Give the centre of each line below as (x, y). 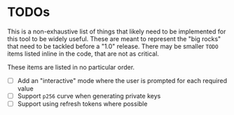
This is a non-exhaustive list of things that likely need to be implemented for (117, 31)
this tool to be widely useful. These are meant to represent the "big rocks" (114, 38)
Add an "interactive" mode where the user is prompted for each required (122, 80)
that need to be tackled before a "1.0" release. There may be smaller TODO (113, 46)
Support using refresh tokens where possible (82, 104)
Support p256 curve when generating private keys (89, 96)
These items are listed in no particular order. (71, 67)
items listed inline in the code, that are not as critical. (83, 54)
